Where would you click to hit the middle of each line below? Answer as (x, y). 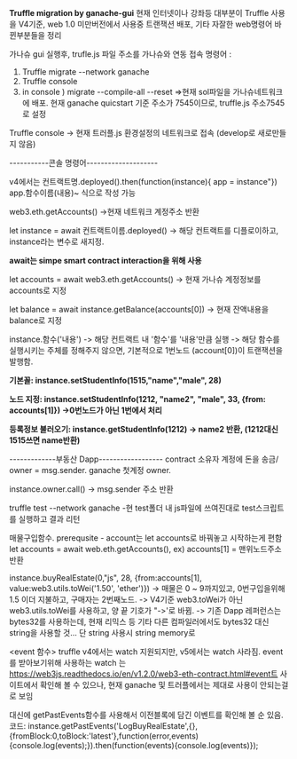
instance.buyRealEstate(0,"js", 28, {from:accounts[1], (106, 578)
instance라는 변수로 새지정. (57, 241)
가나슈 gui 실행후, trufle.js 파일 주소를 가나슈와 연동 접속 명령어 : (121, 54)
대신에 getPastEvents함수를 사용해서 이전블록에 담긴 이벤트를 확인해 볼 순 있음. (146, 715)
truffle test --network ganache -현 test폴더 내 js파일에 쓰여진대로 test (133, 508)
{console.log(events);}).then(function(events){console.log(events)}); (134, 745)
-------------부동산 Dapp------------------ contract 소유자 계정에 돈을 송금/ (144, 459)
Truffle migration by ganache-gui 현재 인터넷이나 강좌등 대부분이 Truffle (139, 13)
